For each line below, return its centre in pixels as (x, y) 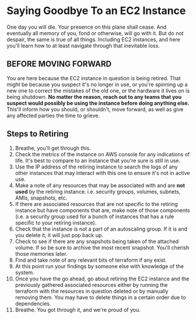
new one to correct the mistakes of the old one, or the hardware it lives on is (98, 90)
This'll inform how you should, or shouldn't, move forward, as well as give (95, 109)
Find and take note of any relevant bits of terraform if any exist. (91, 260)
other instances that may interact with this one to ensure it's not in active (102, 173)
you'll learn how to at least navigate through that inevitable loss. (83, 46)
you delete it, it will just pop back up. (59, 235)
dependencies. (33, 303)
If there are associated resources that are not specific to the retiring (97, 204)
